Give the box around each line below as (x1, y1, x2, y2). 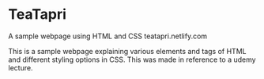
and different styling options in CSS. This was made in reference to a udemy (8, 55, 256, 64)
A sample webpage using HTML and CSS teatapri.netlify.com (8, 31, 208, 41)
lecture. (8, 63, 33, 72)
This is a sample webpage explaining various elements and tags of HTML (8, 46, 247, 56)
